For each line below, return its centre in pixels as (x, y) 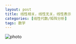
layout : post (18, 9)
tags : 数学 (15, 23)
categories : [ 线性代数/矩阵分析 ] (36, 18)
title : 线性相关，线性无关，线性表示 (38, 14)
